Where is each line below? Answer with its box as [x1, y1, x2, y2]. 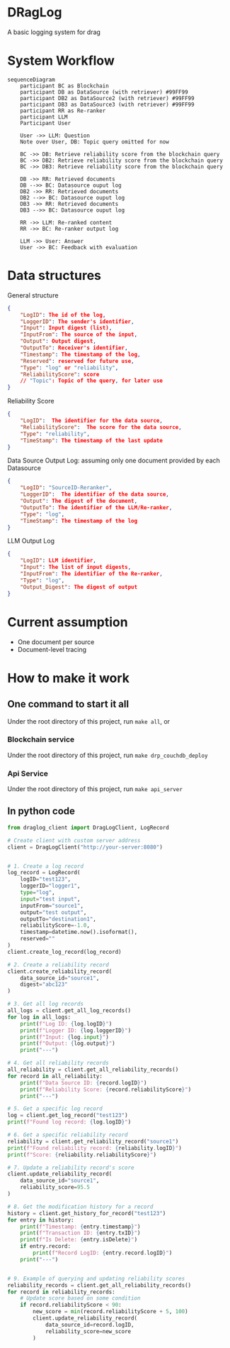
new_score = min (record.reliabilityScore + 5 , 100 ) [33, 1308, 189, 1315]
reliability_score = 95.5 [20, 1184, 91, 1191]
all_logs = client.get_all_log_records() [7, 1007, 132, 1014]
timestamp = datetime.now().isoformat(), [20, 928, 138, 936]
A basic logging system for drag [7, 28, 101, 36]
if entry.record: [20, 1243, 71, 1250]
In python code [7, 805, 76, 817]
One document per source [17, 637, 95, 646]
